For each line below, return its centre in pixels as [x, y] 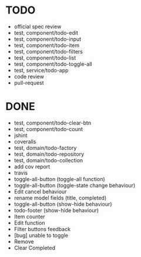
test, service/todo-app [41, 70]
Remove [24, 241]
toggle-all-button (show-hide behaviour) [63, 204]
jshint [21, 135]
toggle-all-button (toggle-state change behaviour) [75, 185]
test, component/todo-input [48, 39]
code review [29, 76]
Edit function [29, 223]
